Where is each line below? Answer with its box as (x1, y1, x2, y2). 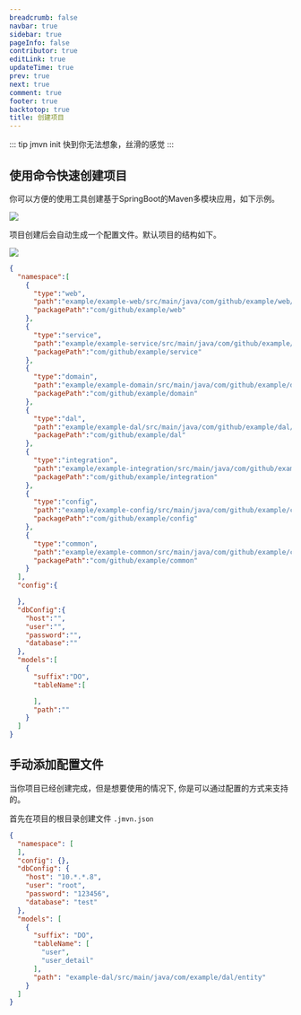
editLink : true (9, 55, 66, 64)
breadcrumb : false (9, 13, 78, 22)
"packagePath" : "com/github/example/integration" (32, 472, 219, 481)
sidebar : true (9, 30, 63, 39)
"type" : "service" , (32, 330, 102, 339)
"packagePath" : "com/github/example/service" (32, 347, 202, 356)
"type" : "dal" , (32, 414, 87, 423)
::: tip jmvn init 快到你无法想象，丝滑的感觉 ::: (9, 139, 175, 150)
